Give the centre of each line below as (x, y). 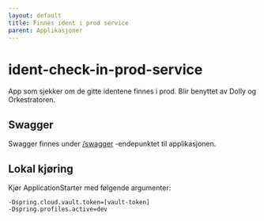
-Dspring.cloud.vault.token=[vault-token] (79, 202)
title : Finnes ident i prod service (68, 23)
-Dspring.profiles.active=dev (58, 209)
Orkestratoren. (32, 100)
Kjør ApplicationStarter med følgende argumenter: (90, 188)
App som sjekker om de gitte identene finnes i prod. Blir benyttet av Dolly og (132, 91)
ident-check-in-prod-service (106, 69)
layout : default (35, 15)
